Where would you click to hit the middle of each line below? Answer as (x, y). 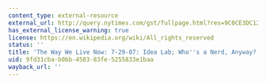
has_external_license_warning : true (68, 30)
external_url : (32, 23)
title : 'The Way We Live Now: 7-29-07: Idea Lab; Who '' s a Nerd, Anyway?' (134, 52)
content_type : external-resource (63, 15)
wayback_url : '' (35, 67)
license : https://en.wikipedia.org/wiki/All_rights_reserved (111, 38)
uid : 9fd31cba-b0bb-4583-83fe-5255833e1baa (81, 60)
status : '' (26, 45)
